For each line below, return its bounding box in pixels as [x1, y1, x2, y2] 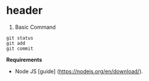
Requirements [6, 56, 43, 63]
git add [6, 40, 26, 46]
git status [6, 35, 34, 41]
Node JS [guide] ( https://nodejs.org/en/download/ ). [14, 67, 143, 75]
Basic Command [14, 23, 56, 31]
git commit [6, 46, 34, 52]
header [6, 4, 43, 17]
